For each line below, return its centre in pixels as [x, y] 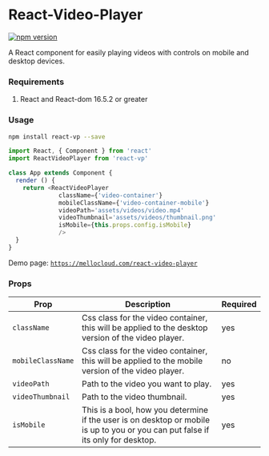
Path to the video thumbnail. [134, 397]
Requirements [36, 82]
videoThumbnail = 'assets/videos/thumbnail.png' [138, 218]
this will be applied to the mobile [142, 361]
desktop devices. [37, 61]
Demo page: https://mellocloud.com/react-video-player [103, 263]
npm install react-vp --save [57, 137]
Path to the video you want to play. [147, 384]
